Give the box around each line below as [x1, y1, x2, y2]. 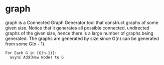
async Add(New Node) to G [10, 54, 64, 60]
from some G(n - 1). [5, 40, 46, 46]
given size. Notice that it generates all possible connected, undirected [5, 24, 149, 30]
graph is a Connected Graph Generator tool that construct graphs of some [5, 19, 159, 25]
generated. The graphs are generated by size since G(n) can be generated [5, 35, 159, 41]
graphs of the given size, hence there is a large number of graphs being [5, 30, 154, 36]
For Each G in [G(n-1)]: [5, 50, 57, 55]
